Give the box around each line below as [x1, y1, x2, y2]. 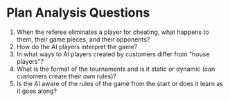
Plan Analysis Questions [6, 5, 150, 21]
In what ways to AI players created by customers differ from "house [16, 50, 210, 58]
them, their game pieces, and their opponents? [16, 35, 150, 43]
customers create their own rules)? [16, 71, 117, 80]
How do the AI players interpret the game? [16, 42, 138, 51]
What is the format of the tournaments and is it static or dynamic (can [16, 65, 215, 73]
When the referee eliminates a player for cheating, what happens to [16, 28, 209, 36]
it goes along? [16, 87, 57, 95]
